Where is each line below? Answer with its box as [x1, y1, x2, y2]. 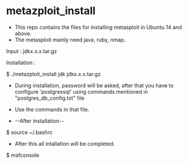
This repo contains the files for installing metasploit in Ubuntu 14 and [14, 24, 182, 31]
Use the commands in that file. [14, 106, 90, 113]
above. [14, 29, 32, 37]
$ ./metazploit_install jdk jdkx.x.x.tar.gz [6, 70, 101, 77]
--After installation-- [14, 117, 64, 124]
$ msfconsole [6, 152, 40, 159]
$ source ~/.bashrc [6, 129, 53, 136]
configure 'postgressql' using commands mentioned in [14, 88, 148, 95]
